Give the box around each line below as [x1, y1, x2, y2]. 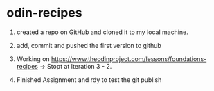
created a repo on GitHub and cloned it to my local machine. [16, 28, 188, 36]
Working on [16, 54, 50, 63]
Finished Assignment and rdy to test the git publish [16, 75, 162, 84]
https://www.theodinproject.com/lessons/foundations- [51, 54, 207, 63]
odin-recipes [6, 5, 82, 21]
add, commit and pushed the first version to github [16, 41, 162, 49]
